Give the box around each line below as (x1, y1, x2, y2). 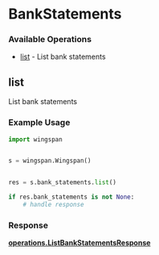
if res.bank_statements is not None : (8, 193, 135, 202)
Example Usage (8, 117, 71, 128)
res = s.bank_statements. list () (8, 178, 116, 186)
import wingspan (8, 135, 63, 144)
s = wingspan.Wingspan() (8, 157, 92, 165)
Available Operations (8, 34, 92, 45)
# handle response (22, 201, 84, 209)
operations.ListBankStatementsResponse (8, 238, 151, 248)
